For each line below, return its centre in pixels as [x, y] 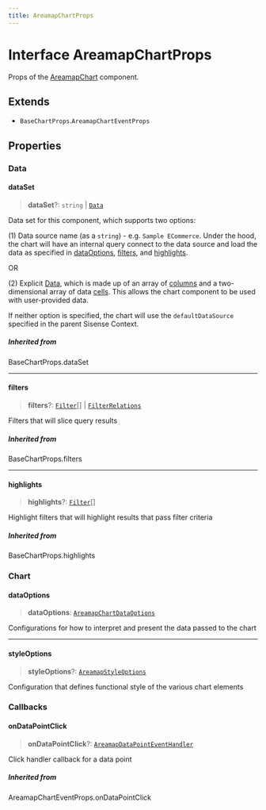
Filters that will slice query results [63, 420]
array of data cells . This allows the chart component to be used [152, 291]
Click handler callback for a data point [70, 759]
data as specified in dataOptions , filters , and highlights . [98, 252]
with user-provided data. [48, 300]
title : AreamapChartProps [51, 15]
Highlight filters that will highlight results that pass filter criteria [110, 517]
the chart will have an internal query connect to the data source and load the [133, 244]
